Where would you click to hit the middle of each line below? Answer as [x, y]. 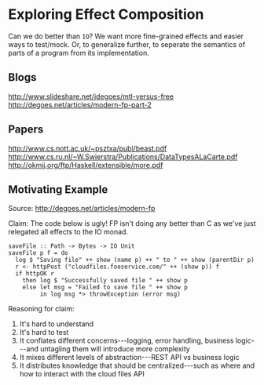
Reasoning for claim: [41, 309]
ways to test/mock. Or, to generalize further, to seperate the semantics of [127, 44]
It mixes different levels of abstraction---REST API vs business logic [129, 358]
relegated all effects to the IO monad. [68, 232]
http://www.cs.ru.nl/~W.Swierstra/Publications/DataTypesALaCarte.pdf [123, 156]
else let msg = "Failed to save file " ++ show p [105, 288]
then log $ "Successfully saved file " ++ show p [105, 281]
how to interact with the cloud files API [82, 374]
